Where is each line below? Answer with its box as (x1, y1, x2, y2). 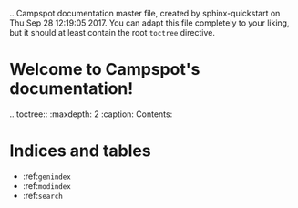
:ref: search (22, 190, 64, 201)
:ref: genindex (22, 171, 71, 182)
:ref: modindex (22, 180, 71, 191)
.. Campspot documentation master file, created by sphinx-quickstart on (9, 8, 281, 18)
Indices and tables (9, 140, 152, 161)
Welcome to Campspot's (9, 59, 200, 80)
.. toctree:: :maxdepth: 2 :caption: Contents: (9, 109, 173, 120)
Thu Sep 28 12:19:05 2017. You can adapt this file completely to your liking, (9, 17, 290, 28)
